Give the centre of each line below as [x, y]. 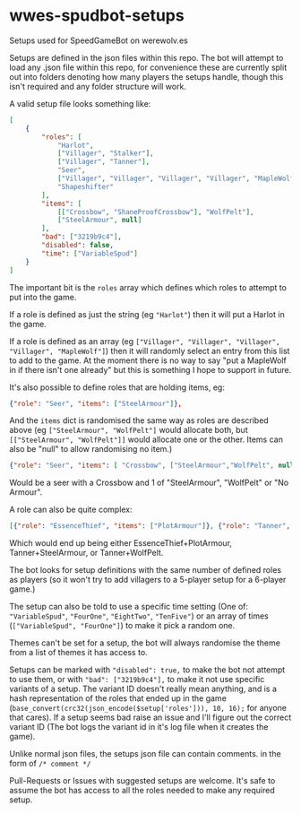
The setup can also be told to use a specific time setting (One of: [129, 607]
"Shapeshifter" [86, 186]
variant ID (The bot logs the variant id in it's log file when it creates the [139, 727]
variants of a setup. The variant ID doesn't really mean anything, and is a [143, 689]
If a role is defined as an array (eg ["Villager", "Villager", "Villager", [145, 341]
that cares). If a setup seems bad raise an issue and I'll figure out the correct [150, 717]
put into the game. [43, 297]
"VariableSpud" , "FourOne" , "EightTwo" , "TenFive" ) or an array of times [139, 616]
